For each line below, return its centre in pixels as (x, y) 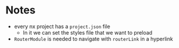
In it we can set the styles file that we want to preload (87, 32)
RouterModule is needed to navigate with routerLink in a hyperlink (93, 39)
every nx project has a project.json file (62, 26)
